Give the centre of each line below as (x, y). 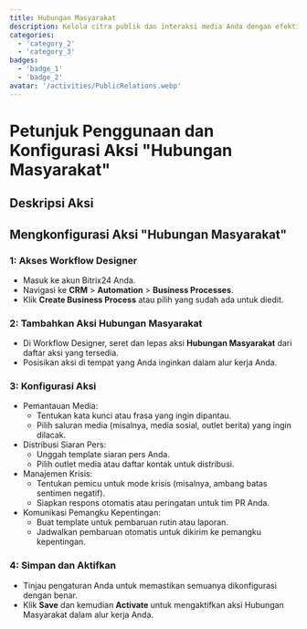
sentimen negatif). (71, 493)
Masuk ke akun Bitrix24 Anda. (79, 280)
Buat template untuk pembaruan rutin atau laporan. (132, 522)
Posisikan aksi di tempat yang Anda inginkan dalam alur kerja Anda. (150, 362)
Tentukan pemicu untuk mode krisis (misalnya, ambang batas (152, 484)
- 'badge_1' (41, 69)
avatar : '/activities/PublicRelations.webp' (95, 86)
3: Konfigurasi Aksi (53, 386)
